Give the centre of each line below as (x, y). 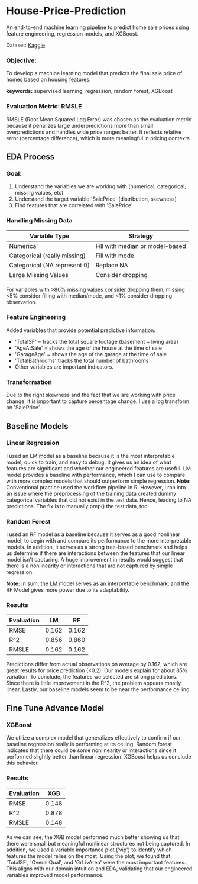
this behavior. (23, 763)
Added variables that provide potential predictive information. (81, 330)
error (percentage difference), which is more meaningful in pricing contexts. (99, 138)
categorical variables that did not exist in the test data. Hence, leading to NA (99, 500)
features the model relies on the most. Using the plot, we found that (88, 856)
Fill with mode (115, 256)
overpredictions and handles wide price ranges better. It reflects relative (94, 132)
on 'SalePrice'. (24, 408)
